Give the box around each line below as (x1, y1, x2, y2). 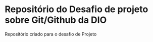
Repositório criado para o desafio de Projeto (5, 31, 97, 37)
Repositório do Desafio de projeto (5, 4, 148, 15)
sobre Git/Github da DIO (5, 14, 107, 26)
